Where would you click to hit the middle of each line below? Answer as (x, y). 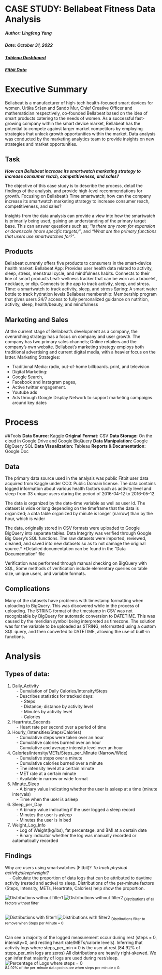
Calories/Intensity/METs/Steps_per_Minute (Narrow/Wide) (70, 753)
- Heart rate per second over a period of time (61, 727)
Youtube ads (25, 392)
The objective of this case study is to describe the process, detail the (74, 185)
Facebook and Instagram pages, (44, 382)
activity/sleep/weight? (27, 873)
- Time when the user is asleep (47, 799)
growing (13, 123)
